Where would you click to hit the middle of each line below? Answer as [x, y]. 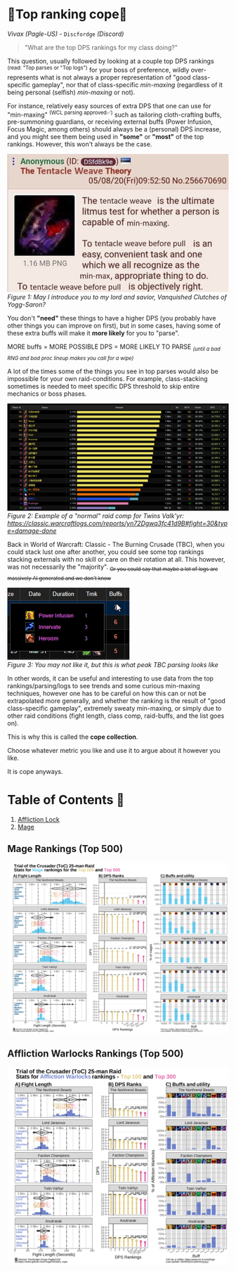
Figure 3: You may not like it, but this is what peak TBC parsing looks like [113, 664]
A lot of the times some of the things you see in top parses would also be [113, 371]
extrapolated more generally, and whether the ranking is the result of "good [117, 701]
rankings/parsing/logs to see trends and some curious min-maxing [104, 685]
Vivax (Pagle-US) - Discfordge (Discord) [66, 34]
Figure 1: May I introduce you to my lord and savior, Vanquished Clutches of [117, 297]
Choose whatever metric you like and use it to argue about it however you [114, 750]
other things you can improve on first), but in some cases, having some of [114, 325]
